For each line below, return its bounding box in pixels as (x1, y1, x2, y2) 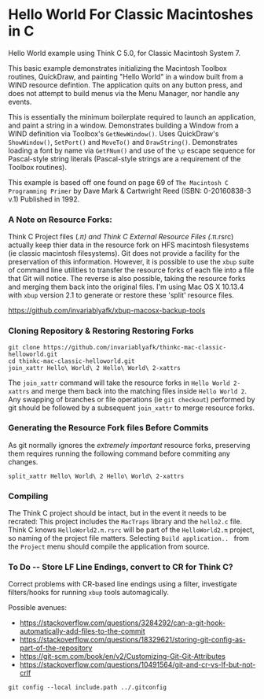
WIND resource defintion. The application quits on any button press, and (8, 80, 243, 90)
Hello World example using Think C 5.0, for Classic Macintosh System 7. (8, 48, 241, 57)
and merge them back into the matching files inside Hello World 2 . (31, 386, 247, 395)
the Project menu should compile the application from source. (8, 542, 210, 552)
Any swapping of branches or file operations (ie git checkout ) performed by (8, 394, 255, 404)
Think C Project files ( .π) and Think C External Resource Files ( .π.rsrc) (8, 232, 234, 242)
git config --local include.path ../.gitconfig (8, 683, 167, 692)
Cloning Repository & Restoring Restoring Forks (8, 325, 194, 336)
